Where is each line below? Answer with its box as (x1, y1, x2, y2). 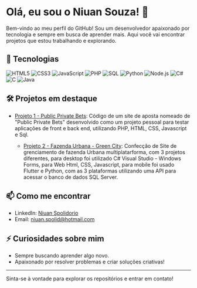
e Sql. (14, 131, 29, 138)
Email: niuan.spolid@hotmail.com (14, 216, 95, 223)
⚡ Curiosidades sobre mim (6, 233, 104, 243)
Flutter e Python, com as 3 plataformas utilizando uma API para (23, 167, 176, 174)
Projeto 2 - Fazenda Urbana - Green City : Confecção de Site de (23, 142, 177, 149)
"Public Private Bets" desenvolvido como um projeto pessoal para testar (14, 118, 189, 126)
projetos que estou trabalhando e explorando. (6, 37, 117, 44)
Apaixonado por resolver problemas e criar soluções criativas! (14, 258, 165, 266)
